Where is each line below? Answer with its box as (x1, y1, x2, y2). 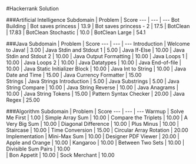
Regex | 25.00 (6, 96, 40, 103)
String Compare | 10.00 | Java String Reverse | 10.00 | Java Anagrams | (6, 84, 178, 91)
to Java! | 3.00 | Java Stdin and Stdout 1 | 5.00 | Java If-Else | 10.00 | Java (6, 46, 185, 53)
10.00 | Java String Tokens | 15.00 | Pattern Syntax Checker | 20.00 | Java (6, 91, 185, 97)
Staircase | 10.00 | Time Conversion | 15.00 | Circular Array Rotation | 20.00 (6, 126, 188, 133)
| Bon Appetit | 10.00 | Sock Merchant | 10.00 (6, 152, 115, 158)
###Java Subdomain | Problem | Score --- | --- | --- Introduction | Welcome (6, 41, 190, 47)
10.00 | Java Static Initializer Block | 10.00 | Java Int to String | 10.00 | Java (6, 65, 187, 72)
